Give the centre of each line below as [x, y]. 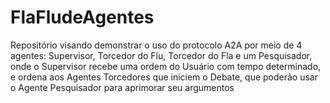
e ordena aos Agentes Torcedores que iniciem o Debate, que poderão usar [164, 77]
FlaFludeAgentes [82, 17]
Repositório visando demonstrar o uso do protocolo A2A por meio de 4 [156, 45]
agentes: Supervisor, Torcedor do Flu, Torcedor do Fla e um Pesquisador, [161, 55]
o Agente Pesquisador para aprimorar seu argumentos [122, 87]
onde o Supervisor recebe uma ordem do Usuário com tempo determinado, [166, 66]
